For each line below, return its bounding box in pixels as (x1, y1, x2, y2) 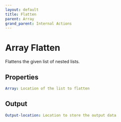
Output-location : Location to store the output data (5, 113, 117, 118)
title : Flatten (5, 12, 37, 17)
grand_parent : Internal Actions (5, 21, 72, 26)
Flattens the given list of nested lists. (5, 59, 80, 65)
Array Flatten (5, 42, 60, 53)
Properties (5, 73, 39, 81)
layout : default (5, 7, 39, 12)
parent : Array (5, 16, 35, 21)
